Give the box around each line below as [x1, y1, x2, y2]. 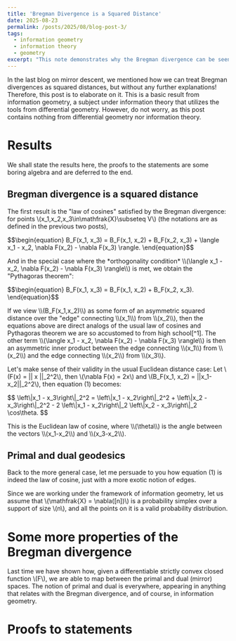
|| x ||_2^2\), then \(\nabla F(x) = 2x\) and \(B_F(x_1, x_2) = [28, 372, 195, 380]
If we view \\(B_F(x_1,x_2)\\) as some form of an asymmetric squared [7, 306, 205, 315]
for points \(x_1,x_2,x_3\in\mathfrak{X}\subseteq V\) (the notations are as [7, 214, 218, 223]
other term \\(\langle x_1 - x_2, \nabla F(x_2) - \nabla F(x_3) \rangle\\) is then [7, 336, 226, 344]
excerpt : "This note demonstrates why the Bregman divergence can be [7, 56, 216, 63]
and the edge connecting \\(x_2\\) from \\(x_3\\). [27, 351, 166, 359]
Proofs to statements [7, 621, 133, 637]
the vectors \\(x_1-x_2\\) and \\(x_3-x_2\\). [7, 429, 126, 438]
